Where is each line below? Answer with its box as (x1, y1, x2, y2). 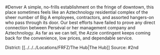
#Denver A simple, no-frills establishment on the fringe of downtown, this (5, 4, 154, 10)
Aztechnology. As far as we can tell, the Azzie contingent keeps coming (5, 30, 151, 36)
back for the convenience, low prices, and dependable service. (5, 35, 133, 41)
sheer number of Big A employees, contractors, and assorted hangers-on (5, 15, 154, 20)
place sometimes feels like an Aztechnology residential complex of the (5, 9, 148, 15)
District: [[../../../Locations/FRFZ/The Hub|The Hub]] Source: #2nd (5, 45, 139, 50)
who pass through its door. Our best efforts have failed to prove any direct (5, 19, 156, 25)
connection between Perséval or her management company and (5, 25, 135, 31)
